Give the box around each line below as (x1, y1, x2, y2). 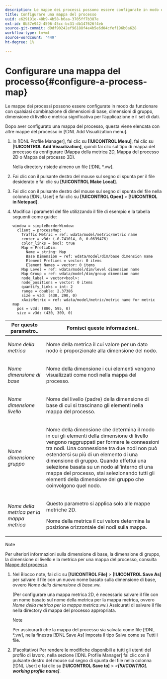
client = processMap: (17, 227, 62, 233)
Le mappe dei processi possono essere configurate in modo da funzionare (5, 103, 158, 109)
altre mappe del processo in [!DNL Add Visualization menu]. (5, 128, 128, 134)
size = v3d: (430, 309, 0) (17, 310, 73, 315)
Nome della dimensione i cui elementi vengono (46, 365, 156, 372)
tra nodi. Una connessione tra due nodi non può (46, 445, 158, 452)
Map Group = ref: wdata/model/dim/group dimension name (21, 271, 140, 276)
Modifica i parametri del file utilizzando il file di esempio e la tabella (12, 208, 150, 214)
